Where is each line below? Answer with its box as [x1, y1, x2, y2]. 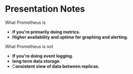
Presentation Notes [5, 3, 85, 15]
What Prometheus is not [5, 43, 54, 49]
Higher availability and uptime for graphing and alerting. [12, 34, 129, 40]
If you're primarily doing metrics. [12, 29, 81, 35]
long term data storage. [12, 58, 61, 64]
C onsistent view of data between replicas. [12, 63, 100, 69]
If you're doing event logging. [12, 53, 74, 59]
